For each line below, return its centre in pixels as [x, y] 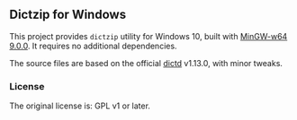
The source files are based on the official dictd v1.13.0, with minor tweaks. [146, 63]
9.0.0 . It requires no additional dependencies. [93, 46]
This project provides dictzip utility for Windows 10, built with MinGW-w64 [148, 36]
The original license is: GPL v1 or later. [80, 106]
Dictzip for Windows [68, 15]
